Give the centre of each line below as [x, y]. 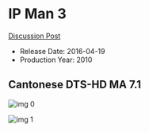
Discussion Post [34, 36]
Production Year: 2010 [56, 60]
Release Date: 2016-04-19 [62, 51]
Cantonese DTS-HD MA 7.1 [74, 85]
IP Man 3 [38, 14]
